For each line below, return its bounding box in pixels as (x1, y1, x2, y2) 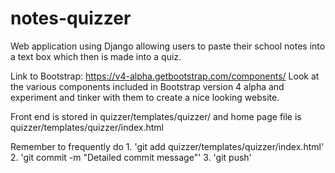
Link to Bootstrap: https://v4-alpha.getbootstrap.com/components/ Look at (10, 70, 320, 82)
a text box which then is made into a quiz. (10, 50, 182, 62)
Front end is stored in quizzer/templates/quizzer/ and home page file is (10, 110, 302, 122)
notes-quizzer (10, 7, 132, 30)
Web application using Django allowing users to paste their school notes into (10, 40, 326, 52)
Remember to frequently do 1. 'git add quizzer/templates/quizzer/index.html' (10, 140, 325, 152)
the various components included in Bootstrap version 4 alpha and (10, 80, 285, 92)
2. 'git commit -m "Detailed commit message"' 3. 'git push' (10, 151, 252, 163)
